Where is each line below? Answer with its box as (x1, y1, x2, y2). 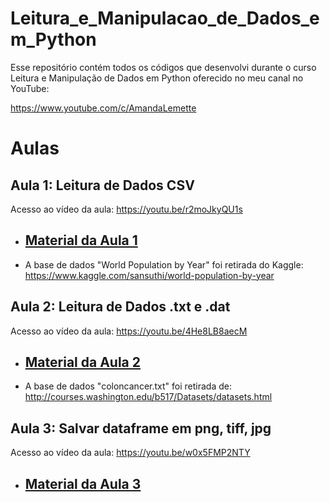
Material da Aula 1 (24, 232, 138, 249)
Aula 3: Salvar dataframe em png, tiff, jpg (10, 420, 272, 437)
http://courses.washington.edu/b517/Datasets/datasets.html (24, 391, 273, 403)
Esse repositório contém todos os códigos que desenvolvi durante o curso (10, 61, 317, 73)
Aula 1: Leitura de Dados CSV (10, 177, 195, 194)
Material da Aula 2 (24, 353, 141, 371)
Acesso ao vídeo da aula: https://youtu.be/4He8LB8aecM (10, 325, 248, 337)
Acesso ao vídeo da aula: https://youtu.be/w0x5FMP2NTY (10, 447, 251, 459)
